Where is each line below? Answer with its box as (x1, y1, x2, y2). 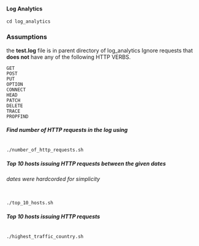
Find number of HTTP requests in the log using (6, 126, 128, 134)
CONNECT (6, 86, 26, 93)
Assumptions (6, 33, 47, 41)
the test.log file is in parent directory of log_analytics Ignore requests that (6, 47, 193, 54)
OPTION (6, 81, 23, 87)
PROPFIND (6, 113, 29, 120)
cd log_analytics (6, 18, 51, 25)
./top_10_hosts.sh (6, 200, 53, 206)
